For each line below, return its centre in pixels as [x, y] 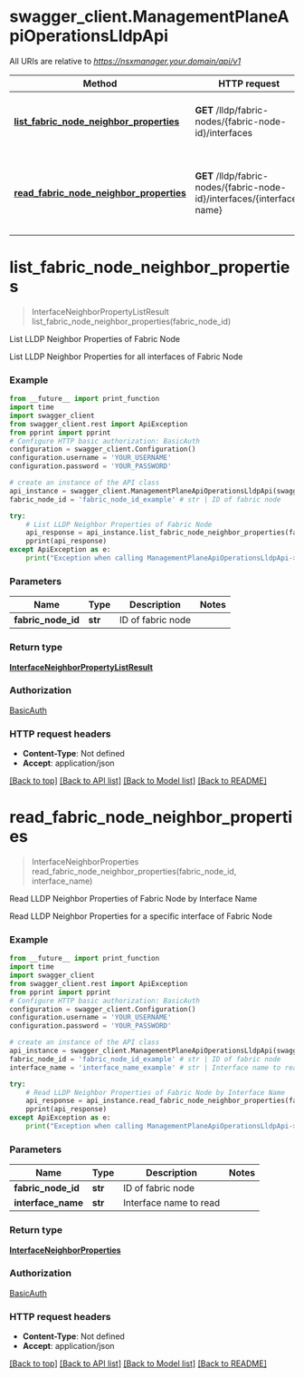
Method [100, 83]
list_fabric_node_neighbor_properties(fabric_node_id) [131, 321]
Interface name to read [172, 1203]
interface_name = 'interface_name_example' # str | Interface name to [145, 1068]
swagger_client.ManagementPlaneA [149, 17]
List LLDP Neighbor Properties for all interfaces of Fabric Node [126, 357]
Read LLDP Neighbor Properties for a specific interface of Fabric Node [141, 916]
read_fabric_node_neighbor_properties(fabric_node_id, [134, 872]
